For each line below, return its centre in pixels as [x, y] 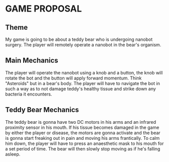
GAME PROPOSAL [44, 9]
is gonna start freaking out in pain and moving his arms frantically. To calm [82, 138]
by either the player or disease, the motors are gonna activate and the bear [83, 133]
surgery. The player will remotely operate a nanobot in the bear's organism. [83, 45]
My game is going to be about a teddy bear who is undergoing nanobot [79, 39]
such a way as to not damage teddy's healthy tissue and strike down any [80, 89]
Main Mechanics [32, 61]
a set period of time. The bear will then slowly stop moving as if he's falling [83, 148]
